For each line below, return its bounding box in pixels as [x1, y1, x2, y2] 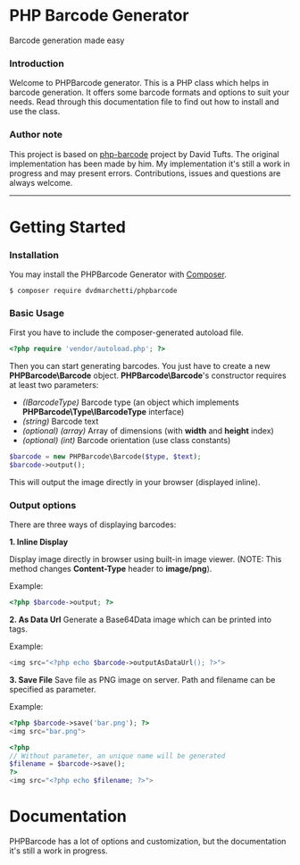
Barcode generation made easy [9, 35, 125, 46]
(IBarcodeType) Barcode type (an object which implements [21, 397, 239, 407]
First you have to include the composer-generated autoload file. [9, 327, 244, 338]
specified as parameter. [9, 684, 96, 694]
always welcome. [9, 177, 73, 188]
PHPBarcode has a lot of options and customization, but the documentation [9, 836, 287, 847]
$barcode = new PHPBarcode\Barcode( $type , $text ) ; [9, 452, 202, 461]
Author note [9, 129, 62, 141]
